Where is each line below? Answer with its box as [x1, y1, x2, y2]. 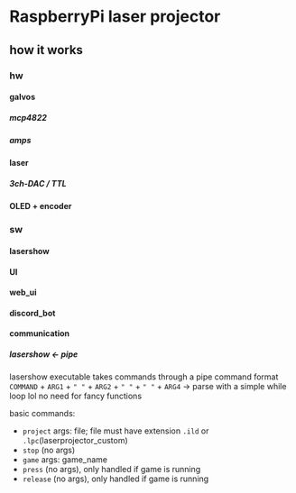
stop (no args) [22, 444, 76, 456]
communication [9, 328, 70, 339]
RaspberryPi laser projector [9, 6, 221, 27]
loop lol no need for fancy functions [9, 390, 143, 402]
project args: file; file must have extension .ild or [22, 425, 209, 436]
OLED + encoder [9, 201, 72, 212]
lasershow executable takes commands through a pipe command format [9, 371, 279, 382]
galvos [9, 92, 36, 103]
